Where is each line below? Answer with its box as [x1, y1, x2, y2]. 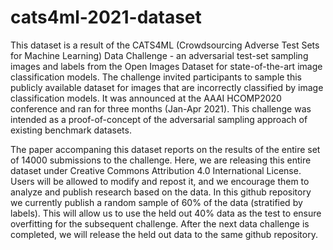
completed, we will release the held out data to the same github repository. [10, 228, 318, 240]
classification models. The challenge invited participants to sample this [10, 71, 303, 83]
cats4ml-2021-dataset [10, 6, 202, 29]
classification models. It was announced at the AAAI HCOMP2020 [10, 92, 282, 104]
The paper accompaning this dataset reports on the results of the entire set [10, 143, 321, 155]
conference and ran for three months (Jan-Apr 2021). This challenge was [10, 102, 312, 115]
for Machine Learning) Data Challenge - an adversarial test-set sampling [10, 49, 309, 61]
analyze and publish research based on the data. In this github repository [10, 186, 312, 198]
